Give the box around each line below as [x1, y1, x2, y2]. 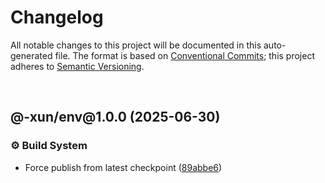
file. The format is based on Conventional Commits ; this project [54, 49, 315, 61]
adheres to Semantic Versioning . [10, 60, 145, 72]
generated [10, 49, 53, 61]
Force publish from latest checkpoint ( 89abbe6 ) [24, 161, 223, 173]
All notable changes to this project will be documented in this [10, 39, 262, 51]
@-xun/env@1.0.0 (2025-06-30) [10, 109, 221, 126]
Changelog [10, 6, 104, 29]
